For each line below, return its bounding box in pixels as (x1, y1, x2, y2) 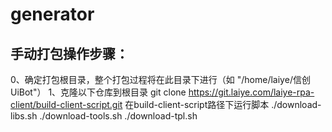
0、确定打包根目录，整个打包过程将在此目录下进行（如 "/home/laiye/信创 (10, 74, 311, 85)
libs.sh (10, 110, 38, 122)
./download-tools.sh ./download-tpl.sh (39, 110, 198, 122)
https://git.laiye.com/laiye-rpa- (188, 86, 315, 98)
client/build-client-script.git (10, 99, 123, 110)
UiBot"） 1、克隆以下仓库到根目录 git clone (10, 86, 187, 98)
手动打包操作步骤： (10, 45, 129, 62)
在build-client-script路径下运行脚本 (124, 99, 270, 110)
